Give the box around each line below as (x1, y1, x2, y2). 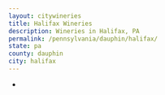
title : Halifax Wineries (8, 19, 93, 28)
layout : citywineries (8, 11, 82, 20)
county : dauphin (8, 50, 63, 58)
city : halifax (8, 58, 57, 66)
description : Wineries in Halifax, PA (8, 27, 140, 35)
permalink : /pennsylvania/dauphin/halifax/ (8, 34, 158, 43)
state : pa (8, 42, 42, 50)
